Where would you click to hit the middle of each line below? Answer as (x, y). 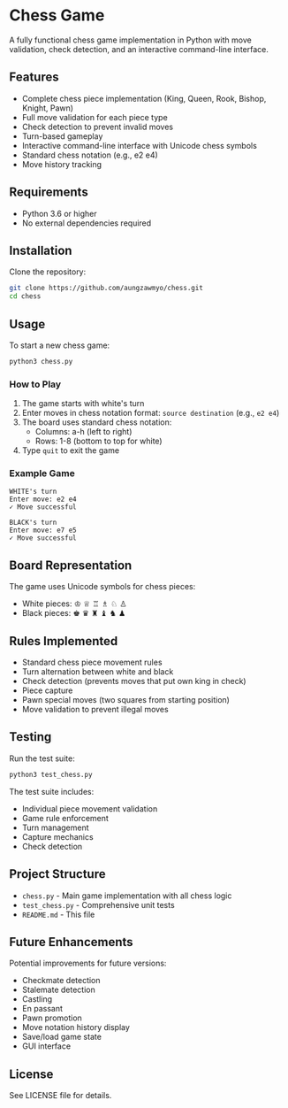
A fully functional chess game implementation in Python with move (130, 40)
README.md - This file (58, 914)
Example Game (42, 473)
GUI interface (46, 1046)
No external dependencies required (87, 223)
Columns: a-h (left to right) (83, 432)
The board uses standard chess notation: (97, 422)
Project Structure (57, 874)
